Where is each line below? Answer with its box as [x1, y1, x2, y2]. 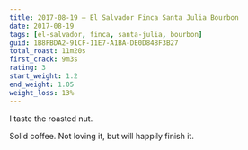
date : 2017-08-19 [9, 22, 75, 31]
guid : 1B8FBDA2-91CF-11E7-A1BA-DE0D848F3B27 [9, 38, 179, 48]
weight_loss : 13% [9, 88, 75, 97]
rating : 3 [9, 64, 47, 73]
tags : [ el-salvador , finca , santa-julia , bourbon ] [9, 30, 203, 39]
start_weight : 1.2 [9, 72, 78, 81]
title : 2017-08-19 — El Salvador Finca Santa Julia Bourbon [9, 13, 240, 22]
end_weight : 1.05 [9, 80, 75, 89]
